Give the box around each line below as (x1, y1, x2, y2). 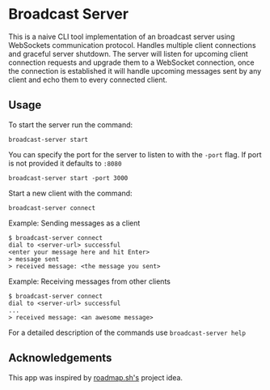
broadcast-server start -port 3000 (8, 174, 129, 182)
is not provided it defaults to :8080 (8, 158, 122, 168)
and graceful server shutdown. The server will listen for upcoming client (8, 49, 248, 58)
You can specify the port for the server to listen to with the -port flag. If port (8, 149, 262, 159)
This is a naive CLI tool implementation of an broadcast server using (8, 32, 235, 41)
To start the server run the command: (8, 119, 133, 130)
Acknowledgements (8, 351, 112, 365)
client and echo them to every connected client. (8, 75, 168, 84)
